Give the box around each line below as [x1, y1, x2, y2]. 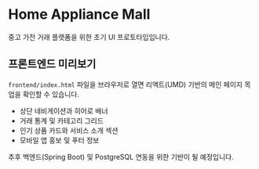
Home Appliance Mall [8, 5, 151, 23]
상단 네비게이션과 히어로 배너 [19, 106, 108, 115]
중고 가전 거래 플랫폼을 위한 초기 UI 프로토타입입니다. [8, 32, 170, 41]
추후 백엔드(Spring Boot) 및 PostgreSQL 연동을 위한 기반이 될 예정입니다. [8, 152, 234, 161]
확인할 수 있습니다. [22, 89, 80, 99]
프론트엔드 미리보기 [8, 57, 97, 71]
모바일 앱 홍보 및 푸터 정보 [19, 135, 100, 145]
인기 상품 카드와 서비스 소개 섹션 [19, 125, 119, 135]
